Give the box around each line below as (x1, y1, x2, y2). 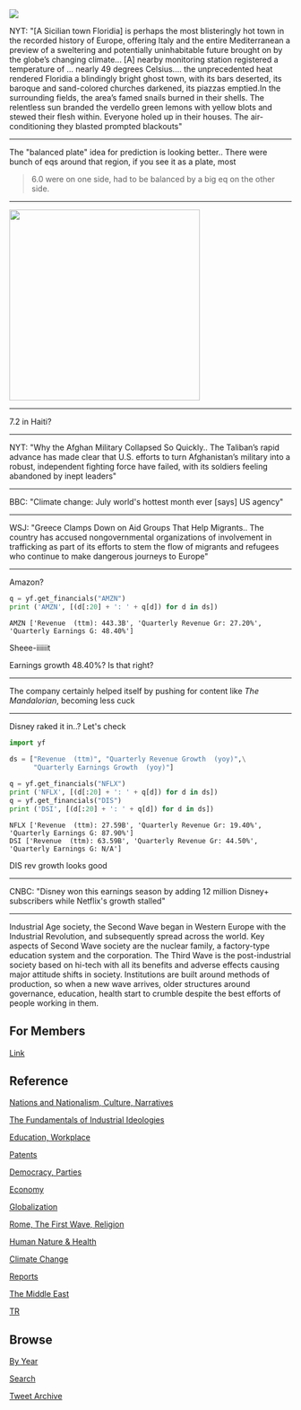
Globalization (9, 1202, 58, 1212)
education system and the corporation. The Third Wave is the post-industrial (9, 949, 291, 960)
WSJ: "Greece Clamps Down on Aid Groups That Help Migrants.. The (9, 523, 264, 533)
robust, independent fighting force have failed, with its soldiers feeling (9, 462, 269, 471)
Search (9, 1373, 36, 1384)
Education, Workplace (9, 1132, 91, 1143)
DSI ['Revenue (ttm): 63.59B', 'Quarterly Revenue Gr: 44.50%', (9, 836, 258, 845)
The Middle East (9, 1289, 70, 1300)
